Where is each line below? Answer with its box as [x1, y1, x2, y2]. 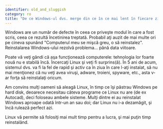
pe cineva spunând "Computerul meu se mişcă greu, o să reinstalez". [5, 40, 143, 46]
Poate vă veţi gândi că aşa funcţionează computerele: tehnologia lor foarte [5, 54, 154, 60]
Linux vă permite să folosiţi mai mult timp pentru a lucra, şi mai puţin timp [5, 114, 151, 120]
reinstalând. [5, 119, 29, 125]
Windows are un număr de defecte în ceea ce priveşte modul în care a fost [5, 30, 154, 35]
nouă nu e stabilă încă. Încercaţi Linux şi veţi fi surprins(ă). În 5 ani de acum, [5, 59, 157, 65]
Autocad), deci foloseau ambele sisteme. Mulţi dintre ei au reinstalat [5, 95, 141, 100]
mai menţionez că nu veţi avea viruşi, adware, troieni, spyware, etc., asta [5, 70, 150, 76]
